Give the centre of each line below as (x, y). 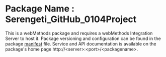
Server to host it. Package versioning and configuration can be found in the (83, 38)
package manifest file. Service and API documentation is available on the (81, 43)
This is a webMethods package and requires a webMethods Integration (79, 33)
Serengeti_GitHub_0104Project (71, 19)
